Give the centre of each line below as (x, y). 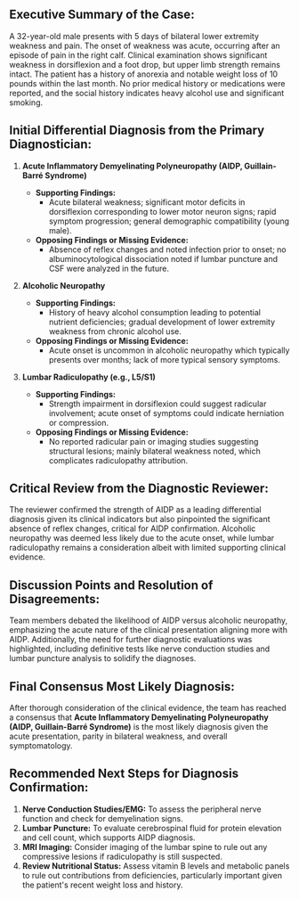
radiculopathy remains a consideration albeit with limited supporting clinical (148, 548)
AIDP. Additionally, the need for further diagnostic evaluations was (131, 640)
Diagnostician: (50, 145)
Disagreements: (55, 599)
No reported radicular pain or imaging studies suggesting (154, 441)
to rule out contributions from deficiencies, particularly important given (152, 875)
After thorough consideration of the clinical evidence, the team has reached (148, 708)
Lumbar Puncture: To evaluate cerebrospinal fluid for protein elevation (152, 828)
